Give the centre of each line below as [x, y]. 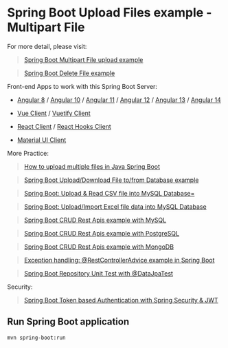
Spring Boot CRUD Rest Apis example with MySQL [95, 220]
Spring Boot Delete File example [69, 73]
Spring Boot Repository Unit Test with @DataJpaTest [99, 273]
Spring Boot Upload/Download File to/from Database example [111, 180]
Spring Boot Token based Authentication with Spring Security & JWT [121, 300]
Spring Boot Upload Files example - [110, 13]
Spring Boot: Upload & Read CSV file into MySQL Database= [109, 193]
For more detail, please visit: [47, 46]
